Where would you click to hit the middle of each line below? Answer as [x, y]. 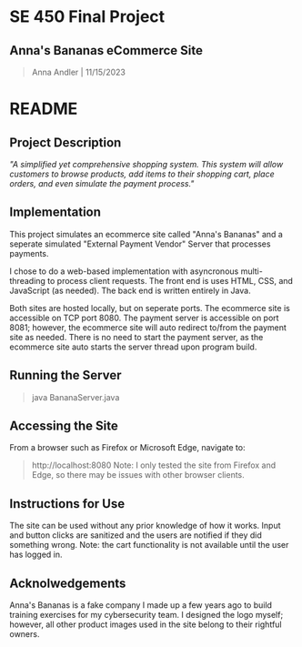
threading [27, 280]
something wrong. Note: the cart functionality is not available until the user [149, 545]
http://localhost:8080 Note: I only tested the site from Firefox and [154, 465]
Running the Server [65, 375]
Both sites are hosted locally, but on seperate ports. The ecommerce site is [150, 308]
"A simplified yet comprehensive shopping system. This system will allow [146, 164]
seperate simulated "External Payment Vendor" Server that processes [140, 244]
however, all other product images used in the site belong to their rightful [146, 624]
